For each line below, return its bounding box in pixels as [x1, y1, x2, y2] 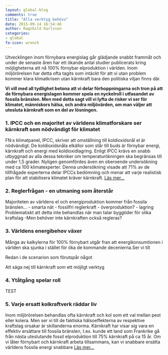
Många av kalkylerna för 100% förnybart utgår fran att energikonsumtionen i [5, 239, 163, 245]
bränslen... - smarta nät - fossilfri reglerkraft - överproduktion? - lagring [5, 204, 154, 210]
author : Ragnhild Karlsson [5, 26, 62, 31]
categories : [5, 31, 30, 36]
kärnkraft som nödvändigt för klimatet [5, 126, 101, 133]
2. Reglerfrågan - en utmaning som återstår [5, 187, 114, 194]
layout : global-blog [5, 7, 49, 13]
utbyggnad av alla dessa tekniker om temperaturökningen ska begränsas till [5, 154, 162, 160]
